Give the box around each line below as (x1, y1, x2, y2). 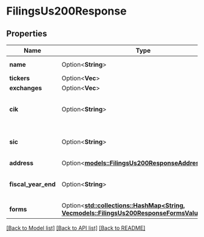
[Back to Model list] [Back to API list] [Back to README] (6, 224, 146, 232)
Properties (6, 28, 47, 39)
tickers (9, 74, 30, 82)
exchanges (9, 84, 42, 92)
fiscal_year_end (9, 180, 56, 189)
